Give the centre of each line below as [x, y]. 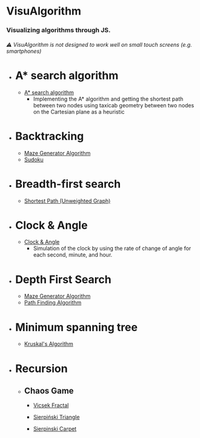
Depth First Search [63, 279]
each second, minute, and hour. [73, 255]
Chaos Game [49, 390]
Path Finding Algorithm [53, 303]
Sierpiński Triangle [56, 417]
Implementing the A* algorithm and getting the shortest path [108, 99]
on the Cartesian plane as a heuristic [79, 112]
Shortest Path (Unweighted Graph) [67, 201]
